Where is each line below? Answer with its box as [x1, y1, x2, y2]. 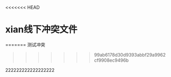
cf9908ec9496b [94, 57, 129, 63]
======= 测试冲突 [5, 41, 45, 47]
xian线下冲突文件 [5, 24, 78, 35]
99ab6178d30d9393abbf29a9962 [94, 52, 166, 58]
